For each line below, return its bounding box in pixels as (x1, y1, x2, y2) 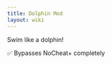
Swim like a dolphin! (7, 35, 64, 43)
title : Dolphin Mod (7, 10, 63, 17)
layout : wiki (7, 17, 45, 23)
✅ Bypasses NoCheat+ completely (7, 49, 105, 57)
